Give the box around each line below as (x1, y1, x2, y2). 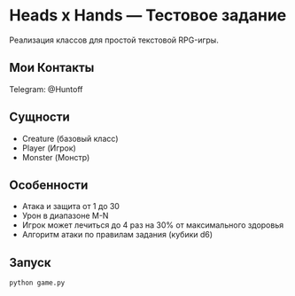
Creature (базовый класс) (21, 133, 119, 144)
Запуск (9, 254, 51, 270)
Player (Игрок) (21, 143, 77, 153)
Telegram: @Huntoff (9, 83, 83, 94)
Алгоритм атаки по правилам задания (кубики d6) (21, 230, 213, 240)
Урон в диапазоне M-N (21, 210, 109, 222)
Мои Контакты (9, 60, 95, 75)
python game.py (9, 278, 66, 288)
